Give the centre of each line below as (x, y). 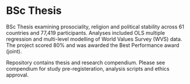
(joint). (14, 51)
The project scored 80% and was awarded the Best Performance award (93, 45)
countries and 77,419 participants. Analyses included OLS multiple (86, 32)
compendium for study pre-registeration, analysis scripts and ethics (88, 68)
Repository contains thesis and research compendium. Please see (86, 63)
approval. (18, 75)
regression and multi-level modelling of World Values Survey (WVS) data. (94, 39)
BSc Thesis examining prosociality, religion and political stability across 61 (95, 27)
